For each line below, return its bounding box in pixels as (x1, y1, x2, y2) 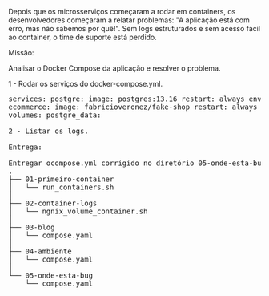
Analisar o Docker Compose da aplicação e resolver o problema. (8, 63, 221, 73)
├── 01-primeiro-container (8, 175, 114, 184)
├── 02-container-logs (8, 199, 98, 208)
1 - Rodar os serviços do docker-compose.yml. (8, 79, 163, 88)
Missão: (8, 48, 34, 57)
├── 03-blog (8, 223, 55, 232)
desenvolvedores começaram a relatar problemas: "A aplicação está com (8, 15, 250, 25)
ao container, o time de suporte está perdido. (8, 32, 158, 42)
